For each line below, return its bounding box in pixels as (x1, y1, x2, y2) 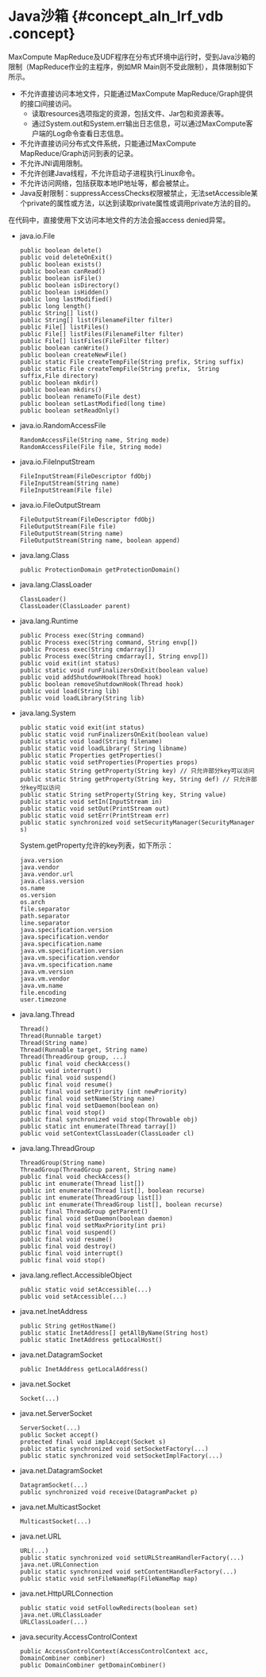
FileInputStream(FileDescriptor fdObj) (19, 472, 152, 480)
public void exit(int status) (19, 659, 121, 667)
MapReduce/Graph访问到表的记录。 (19, 148, 138, 158)
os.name (19, 884, 45, 892)
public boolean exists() (19, 260, 102, 268)
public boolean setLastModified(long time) (19, 400, 167, 408)
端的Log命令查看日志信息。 (38, 128, 129, 138)
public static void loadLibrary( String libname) (19, 744, 188, 752)
